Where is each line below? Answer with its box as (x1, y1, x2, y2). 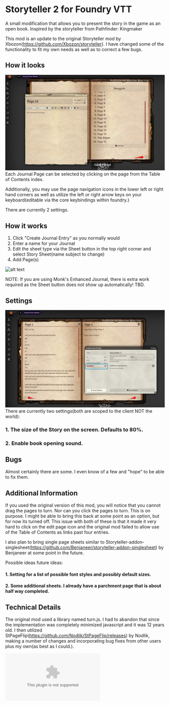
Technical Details (5, 603, 61, 612)
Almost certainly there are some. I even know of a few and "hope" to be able (5, 469, 164, 475)
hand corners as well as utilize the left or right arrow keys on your (5, 192, 142, 198)
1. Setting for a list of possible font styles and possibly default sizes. (5, 571, 152, 577)
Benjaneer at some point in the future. (5, 550, 84, 556)
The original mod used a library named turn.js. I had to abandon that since (5, 616, 160, 622)
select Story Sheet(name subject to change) (12, 251, 105, 257)
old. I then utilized (5, 627, 42, 633)
